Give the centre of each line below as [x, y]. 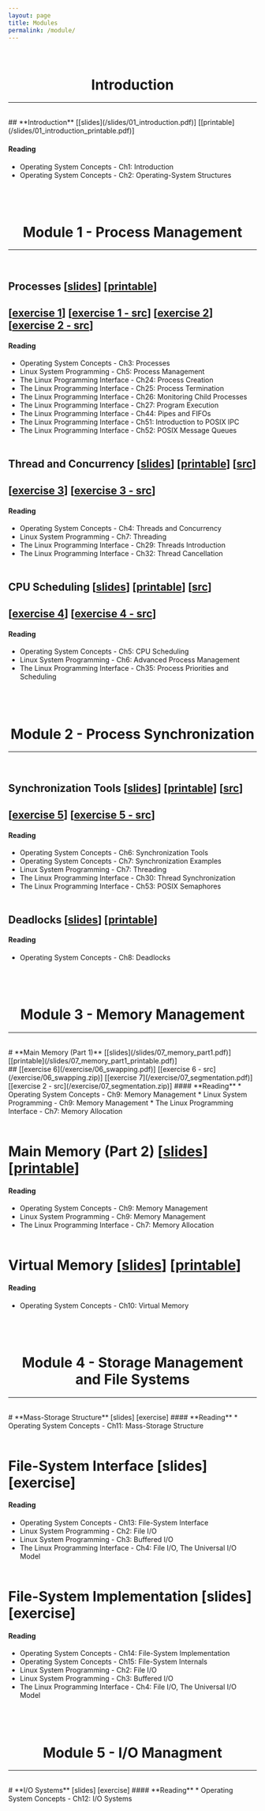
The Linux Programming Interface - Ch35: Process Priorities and [124, 669]
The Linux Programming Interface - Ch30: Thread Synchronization [127, 878]
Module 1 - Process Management [132, 232]
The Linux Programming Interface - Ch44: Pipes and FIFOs [115, 414]
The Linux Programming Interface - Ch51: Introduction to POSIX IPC [129, 422]
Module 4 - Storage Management [132, 1362]
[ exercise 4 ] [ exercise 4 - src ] [82, 614]
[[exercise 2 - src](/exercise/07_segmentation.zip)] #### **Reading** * [125, 1085]
